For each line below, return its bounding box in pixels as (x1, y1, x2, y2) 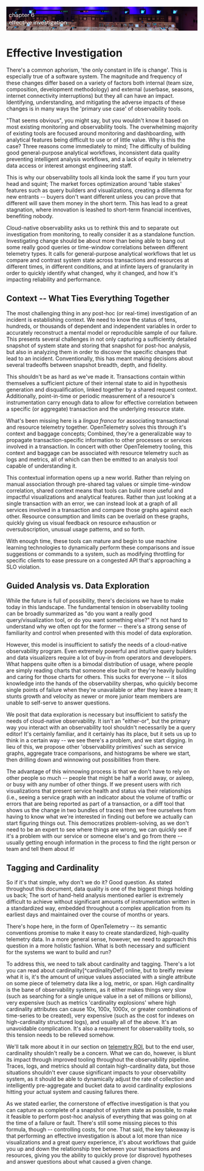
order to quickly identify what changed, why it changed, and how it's (6, 269, 178, 276)
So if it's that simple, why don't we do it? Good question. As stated (6, 879, 173, 886)
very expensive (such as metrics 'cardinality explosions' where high (6, 999, 176, 1006)
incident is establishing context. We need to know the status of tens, (6, 316, 177, 323)
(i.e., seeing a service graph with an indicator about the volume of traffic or (6, 793, 194, 801)
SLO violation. (6, 563, 41, 570)
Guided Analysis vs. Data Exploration (6, 581, 150, 591)
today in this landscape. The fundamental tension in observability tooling (6, 603, 188, 610)
